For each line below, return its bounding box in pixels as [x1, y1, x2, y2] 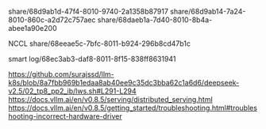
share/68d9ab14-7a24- [170, 7, 246, 16]
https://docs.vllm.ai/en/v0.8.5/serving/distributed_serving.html [8, 95, 213, 104]
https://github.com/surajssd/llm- [8, 70, 115, 78]
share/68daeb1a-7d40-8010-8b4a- [97, 15, 213, 25]
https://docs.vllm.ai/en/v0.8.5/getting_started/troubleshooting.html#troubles [8, 103, 258, 112]
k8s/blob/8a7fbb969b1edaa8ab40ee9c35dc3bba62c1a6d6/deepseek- [8, 78, 240, 87]
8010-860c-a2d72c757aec [8, 15, 96, 25]
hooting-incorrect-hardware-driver [8, 112, 122, 121]
